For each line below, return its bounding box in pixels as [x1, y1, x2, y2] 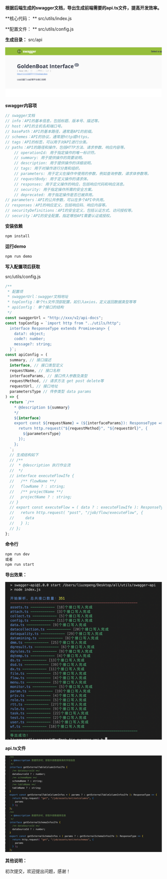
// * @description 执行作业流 [9, 463, 71, 468]
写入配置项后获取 [5, 263, 40, 269]
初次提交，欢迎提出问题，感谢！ [5, 869, 71, 875]
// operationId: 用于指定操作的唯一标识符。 [14, 150, 98, 155]
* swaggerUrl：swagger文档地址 [7, 294, 69, 299]
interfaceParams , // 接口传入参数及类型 [9, 373, 88, 379]
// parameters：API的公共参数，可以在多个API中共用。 [5, 197, 107, 203]
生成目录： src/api [5, 37, 43, 42]
